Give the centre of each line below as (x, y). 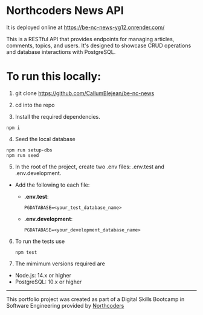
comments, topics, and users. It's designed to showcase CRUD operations (99, 45)
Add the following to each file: (52, 185)
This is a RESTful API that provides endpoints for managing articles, (90, 39)
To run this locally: (54, 77)
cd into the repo (35, 105)
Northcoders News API (65, 11)
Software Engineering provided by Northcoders (65, 305)
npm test (26, 252)
